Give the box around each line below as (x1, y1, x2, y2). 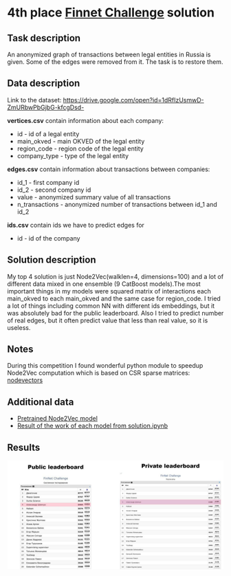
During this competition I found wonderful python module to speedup (7, 362, 203, 370)
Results (7, 441, 41, 453)
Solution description (7, 254, 96, 266)
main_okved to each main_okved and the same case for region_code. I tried (7, 294, 221, 302)
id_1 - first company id (16, 178, 80, 186)
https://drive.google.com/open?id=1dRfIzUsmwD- (63, 96, 204, 104)
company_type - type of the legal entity (16, 151, 129, 159)
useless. (7, 323, 31, 331)
